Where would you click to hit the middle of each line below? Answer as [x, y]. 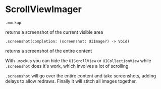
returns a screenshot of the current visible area [54, 32]
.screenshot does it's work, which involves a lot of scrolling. [68, 66]
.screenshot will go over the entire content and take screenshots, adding [81, 76]
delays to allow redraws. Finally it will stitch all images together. [71, 81]
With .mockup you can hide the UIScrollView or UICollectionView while [78, 60]
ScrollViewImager [43, 9]
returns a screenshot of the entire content [49, 51]
